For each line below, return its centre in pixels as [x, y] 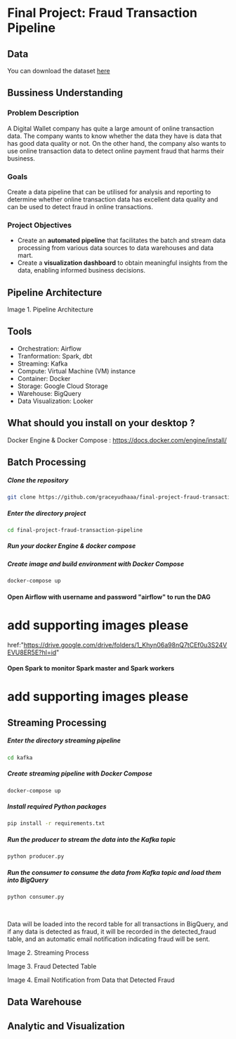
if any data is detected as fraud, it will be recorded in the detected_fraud [112, 931]
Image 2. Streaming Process [48, 952]
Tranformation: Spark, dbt [55, 356]
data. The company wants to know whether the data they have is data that [115, 136]
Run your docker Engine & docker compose [72, 546]
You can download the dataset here [59, 71]
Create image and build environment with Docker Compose [96, 564]
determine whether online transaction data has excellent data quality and [113, 199]
